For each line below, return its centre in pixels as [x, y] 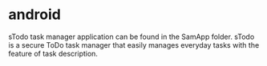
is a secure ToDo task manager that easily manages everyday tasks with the [134, 45]
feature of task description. [53, 53]
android [35, 15]
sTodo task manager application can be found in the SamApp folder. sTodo [131, 37]
